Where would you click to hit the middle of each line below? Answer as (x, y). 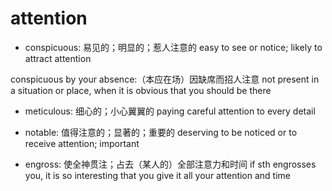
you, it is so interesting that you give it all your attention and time (158, 175)
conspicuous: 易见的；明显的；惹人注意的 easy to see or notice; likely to (173, 47)
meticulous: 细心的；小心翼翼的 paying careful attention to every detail (170, 111)
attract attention (58, 58)
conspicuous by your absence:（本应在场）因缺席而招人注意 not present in (165, 79)
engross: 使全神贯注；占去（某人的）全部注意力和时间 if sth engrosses (170, 164)
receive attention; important (82, 143)
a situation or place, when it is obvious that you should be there (141, 90)
